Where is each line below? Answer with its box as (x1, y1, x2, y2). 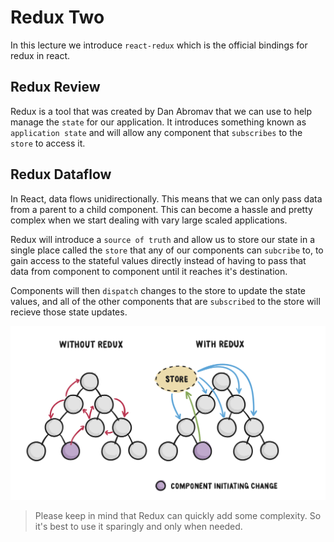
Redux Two (10, 6, 105, 29)
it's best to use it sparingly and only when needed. (34, 520, 243, 532)
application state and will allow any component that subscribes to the (10, 126, 303, 138)
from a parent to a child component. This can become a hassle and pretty (10, 203, 313, 215)
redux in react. (10, 49, 71, 61)
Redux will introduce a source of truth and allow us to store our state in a (10, 233, 316, 245)
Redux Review (10, 79, 101, 96)
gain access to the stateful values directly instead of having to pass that (10, 254, 307, 266)
